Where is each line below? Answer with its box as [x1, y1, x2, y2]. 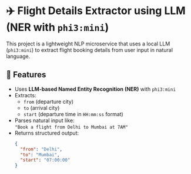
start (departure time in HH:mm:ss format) [23, 110, 123, 117]
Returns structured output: [14, 129, 79, 136]
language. [6, 52, 31, 60]
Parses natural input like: [14, 117, 75, 124]
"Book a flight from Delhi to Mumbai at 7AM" [14, 124, 128, 130]
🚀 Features [6, 70, 46, 80]
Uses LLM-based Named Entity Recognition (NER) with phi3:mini [14, 86, 176, 93]
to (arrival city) [23, 104, 60, 111]
